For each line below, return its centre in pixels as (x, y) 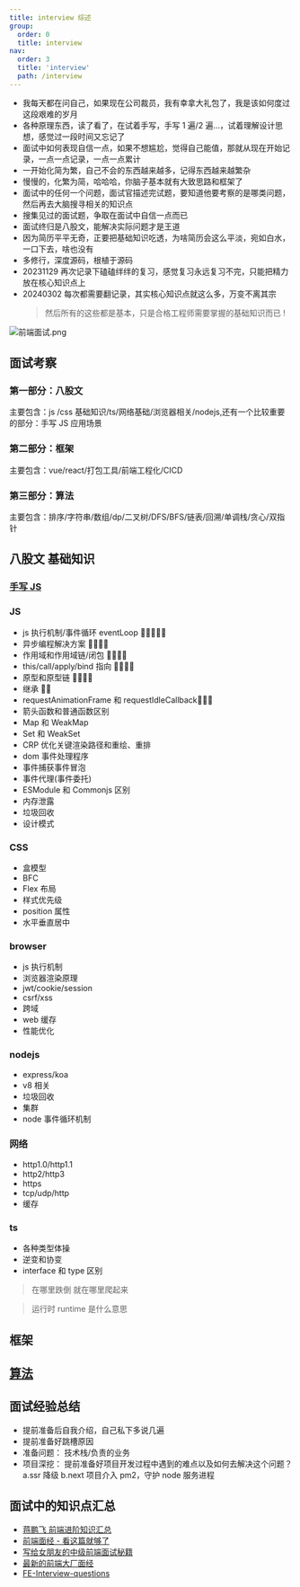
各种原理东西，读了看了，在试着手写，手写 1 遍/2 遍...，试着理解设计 (149, 125)
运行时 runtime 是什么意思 (79, 1309)
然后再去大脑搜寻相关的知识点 (77, 204)
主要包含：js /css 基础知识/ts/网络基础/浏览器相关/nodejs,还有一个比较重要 (147, 412)
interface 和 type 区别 (62, 1271)
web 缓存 (39, 1020)
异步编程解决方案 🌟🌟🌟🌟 (66, 643)
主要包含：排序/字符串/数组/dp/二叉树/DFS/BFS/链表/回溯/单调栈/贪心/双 (143, 517)
